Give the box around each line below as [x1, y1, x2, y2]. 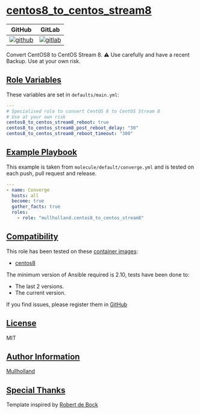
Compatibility [6, 231, 58, 242]
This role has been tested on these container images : [6, 248, 139, 255]
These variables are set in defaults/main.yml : [6, 91, 119, 98]
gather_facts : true [11, 204, 61, 210]
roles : [11, 209, 28, 216]
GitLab [40, 25, 60, 34]
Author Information [6, 351, 80, 362]
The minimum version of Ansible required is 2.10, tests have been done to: [6, 271, 190, 278]
